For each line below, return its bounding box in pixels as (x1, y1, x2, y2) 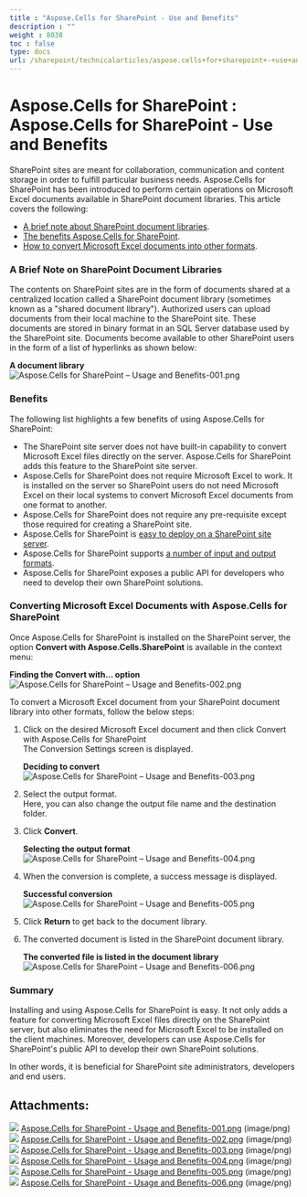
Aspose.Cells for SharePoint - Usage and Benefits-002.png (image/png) (20, 1133, 292, 1144)
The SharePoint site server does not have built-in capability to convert (22, 441, 287, 452)
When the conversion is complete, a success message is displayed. (22, 871, 278, 882)
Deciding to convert (22, 761, 101, 772)
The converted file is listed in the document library (22, 951, 219, 962)
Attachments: (9, 1097, 90, 1113)
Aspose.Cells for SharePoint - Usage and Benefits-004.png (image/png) (20, 1155, 292, 1166)
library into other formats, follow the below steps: (9, 706, 195, 717)
